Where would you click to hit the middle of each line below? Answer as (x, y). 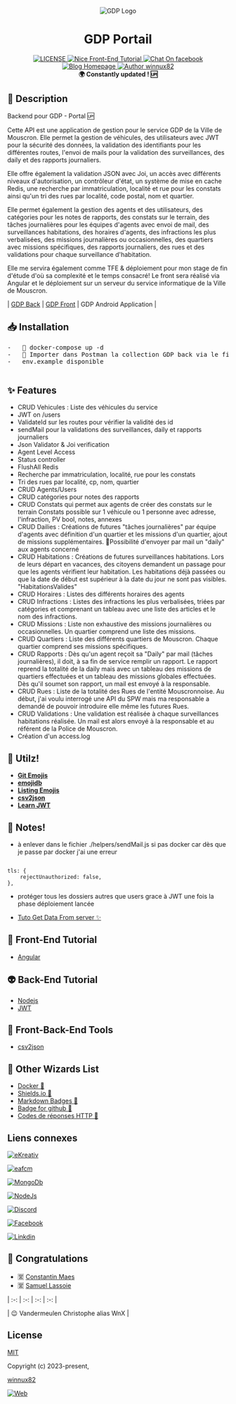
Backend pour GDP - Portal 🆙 (51, 115)
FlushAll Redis (38, 467)
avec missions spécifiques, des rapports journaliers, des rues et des (106, 247)
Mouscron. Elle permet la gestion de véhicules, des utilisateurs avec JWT (113, 137)
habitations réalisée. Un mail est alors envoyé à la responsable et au (116, 721)
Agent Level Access (46, 452)
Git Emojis (32, 776)
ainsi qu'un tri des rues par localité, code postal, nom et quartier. (101, 196)
